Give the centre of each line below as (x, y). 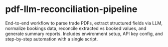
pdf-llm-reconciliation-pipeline (71, 9)
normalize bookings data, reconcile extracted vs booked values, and (76, 28)
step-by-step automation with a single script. (52, 39)
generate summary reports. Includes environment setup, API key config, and (84, 33)
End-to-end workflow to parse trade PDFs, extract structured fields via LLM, (84, 23)
